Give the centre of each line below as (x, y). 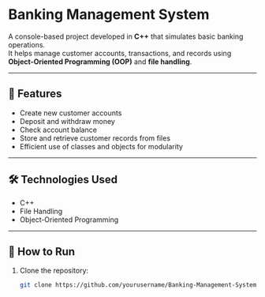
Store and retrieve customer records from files (95, 138)
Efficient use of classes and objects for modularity (101, 146)
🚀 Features (35, 94)
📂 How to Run (42, 252)
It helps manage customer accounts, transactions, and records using (120, 53)
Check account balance (58, 130)
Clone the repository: (54, 271)
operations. (27, 44)
